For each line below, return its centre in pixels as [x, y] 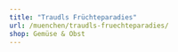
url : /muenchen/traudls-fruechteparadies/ [89, 26]
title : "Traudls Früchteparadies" [73, 17]
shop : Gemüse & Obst [48, 33]
